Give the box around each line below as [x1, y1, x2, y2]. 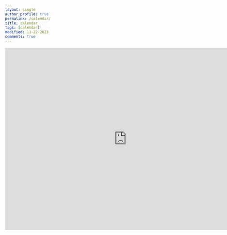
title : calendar [5, 20, 38, 26]
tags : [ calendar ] [5, 25, 40, 30]
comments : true [5, 34, 36, 39]
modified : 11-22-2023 [5, 30, 49, 34]
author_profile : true [5, 12, 49, 17]
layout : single [5, 7, 36, 12]
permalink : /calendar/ [5, 16, 51, 21]
